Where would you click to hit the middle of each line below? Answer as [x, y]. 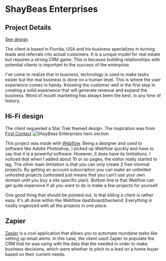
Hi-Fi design [24, 116]
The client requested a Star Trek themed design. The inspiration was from [80, 128]
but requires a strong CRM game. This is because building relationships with [83, 60]
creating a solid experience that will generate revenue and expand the [76, 90]
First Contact [18, 133]
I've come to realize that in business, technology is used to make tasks [77, 74]
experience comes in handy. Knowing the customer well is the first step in [80, 85]
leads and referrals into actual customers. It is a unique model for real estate [83, 54]
